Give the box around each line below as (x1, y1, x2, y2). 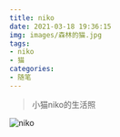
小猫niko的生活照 (31, 99, 96, 110)
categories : (9, 65, 55, 74)
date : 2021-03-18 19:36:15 (9, 22, 112, 31)
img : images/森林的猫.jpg (9, 30, 103, 39)
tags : (9, 38, 30, 48)
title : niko (9, 13, 55, 23)
